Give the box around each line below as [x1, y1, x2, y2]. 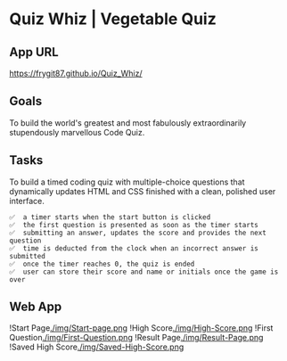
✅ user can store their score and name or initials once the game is [9, 267, 279, 276]
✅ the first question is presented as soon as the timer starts [9, 220, 258, 229]
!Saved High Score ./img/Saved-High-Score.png [9, 341, 184, 352]
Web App [9, 299, 62, 315]
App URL [9, 45, 60, 60]
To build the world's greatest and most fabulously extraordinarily [9, 117, 247, 128]
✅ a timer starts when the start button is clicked [9, 212, 211, 222]
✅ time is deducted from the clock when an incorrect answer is [9, 243, 258, 253]
